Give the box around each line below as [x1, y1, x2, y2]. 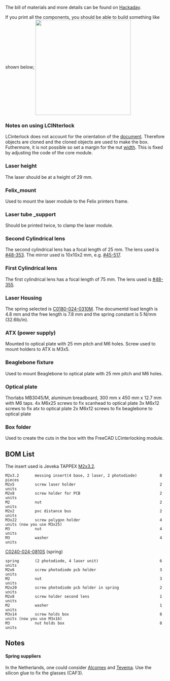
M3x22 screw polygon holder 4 [5, 517, 162, 523]
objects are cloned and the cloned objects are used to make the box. [5, 139, 149, 145]
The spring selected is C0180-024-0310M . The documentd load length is [5, 306, 158, 312]
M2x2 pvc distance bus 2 [5, 509, 162, 514]
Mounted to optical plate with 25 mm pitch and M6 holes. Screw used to [5, 341, 156, 347]
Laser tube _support [5, 211, 56, 218]
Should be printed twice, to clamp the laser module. [5, 222, 113, 229]
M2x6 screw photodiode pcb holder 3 [5, 567, 162, 573]
